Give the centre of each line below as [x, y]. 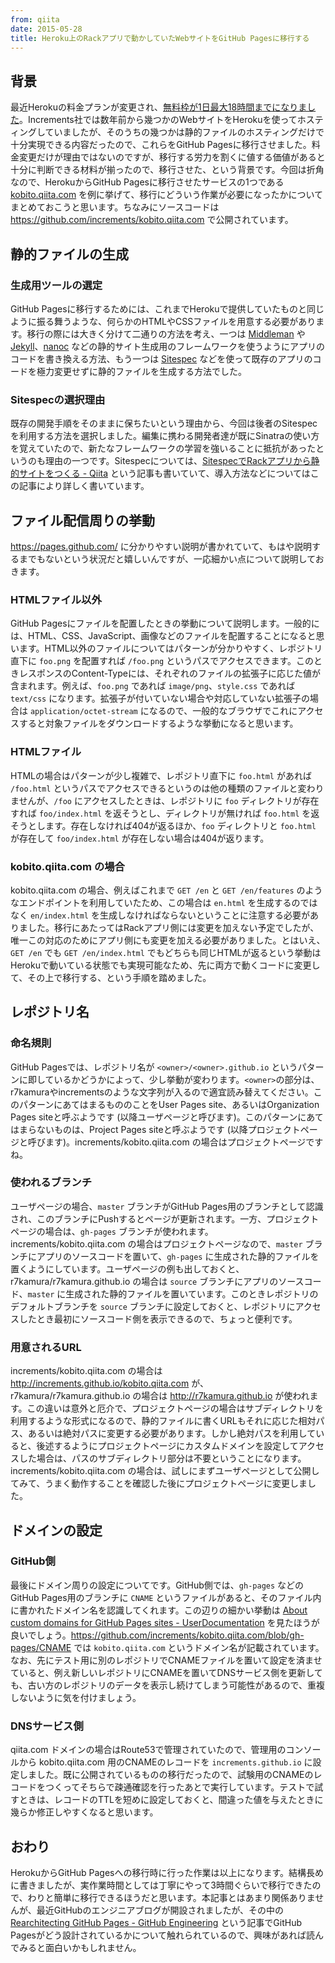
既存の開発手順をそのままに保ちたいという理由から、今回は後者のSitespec [164, 423]
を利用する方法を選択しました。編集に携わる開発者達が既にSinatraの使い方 [165, 436]
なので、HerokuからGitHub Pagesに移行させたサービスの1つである [147, 182]
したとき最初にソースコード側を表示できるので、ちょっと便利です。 [158, 1318]
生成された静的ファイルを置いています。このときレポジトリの [192, 1293]
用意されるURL [46, 1347]
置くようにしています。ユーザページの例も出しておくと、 [127, 1268]
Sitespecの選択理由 [58, 399]
